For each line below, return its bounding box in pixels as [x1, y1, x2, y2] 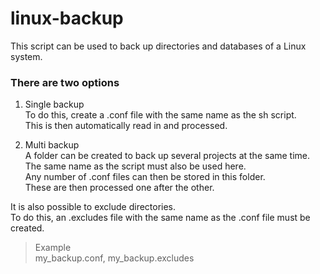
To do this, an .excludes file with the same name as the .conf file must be [10, 212, 311, 224]
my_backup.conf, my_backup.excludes [34, 252, 195, 264]
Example [34, 242, 72, 254]
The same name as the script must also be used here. [24, 160, 247, 172]
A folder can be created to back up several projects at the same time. [24, 150, 311, 162]
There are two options [10, 75, 120, 89]
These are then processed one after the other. [24, 182, 215, 194]
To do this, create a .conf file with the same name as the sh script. [24, 109, 297, 121]
